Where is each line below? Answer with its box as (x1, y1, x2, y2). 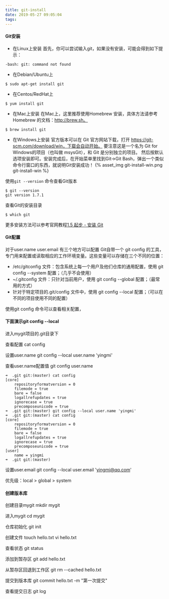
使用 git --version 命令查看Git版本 (5, 178, 77, 184)
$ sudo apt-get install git (5, 82, 65, 87)
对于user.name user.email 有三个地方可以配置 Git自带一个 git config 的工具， (5, 246, 164, 252)
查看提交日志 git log (5, 588, 46, 594)
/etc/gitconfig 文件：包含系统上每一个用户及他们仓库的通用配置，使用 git (12, 263, 164, 269)
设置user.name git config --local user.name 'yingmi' (5, 352, 112, 358)
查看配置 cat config (5, 341, 45, 347)
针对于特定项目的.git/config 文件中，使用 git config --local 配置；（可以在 (12, 289, 163, 295)
